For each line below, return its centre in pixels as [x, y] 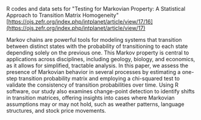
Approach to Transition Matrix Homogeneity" [62, 15]
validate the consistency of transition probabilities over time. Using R [92, 85]
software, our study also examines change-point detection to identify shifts [100, 91]
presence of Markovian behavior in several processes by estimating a [93, 72]
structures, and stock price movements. [56, 111]
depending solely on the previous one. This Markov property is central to [98, 53]
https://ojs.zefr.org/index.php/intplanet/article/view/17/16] [81, 22]
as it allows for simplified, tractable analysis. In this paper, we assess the [97, 65]
